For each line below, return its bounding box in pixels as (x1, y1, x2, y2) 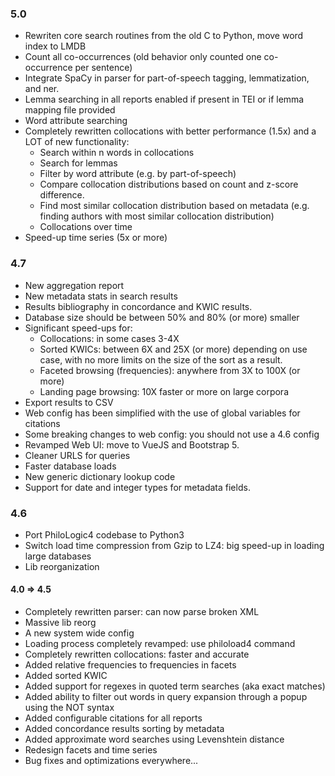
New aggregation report (24, 279, 125, 291)
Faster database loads (24, 460, 117, 472)
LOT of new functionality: (24, 136, 130, 148)
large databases (24, 550, 92, 562)
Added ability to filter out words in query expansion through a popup (24, 691, 308, 703)
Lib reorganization (24, 560, 100, 572)
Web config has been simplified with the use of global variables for (24, 407, 301, 419)
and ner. (24, 83, 60, 95)
